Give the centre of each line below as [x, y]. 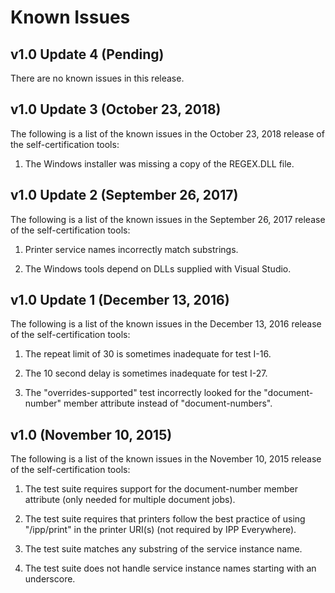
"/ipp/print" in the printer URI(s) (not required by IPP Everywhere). [160, 530]
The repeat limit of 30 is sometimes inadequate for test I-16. [148, 354]
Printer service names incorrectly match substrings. [131, 249]
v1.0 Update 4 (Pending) [87, 54]
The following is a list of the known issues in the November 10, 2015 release [166, 459]
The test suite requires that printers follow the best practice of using [165, 519]
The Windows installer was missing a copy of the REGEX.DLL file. [159, 163]
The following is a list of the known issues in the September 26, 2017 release [168, 219]
